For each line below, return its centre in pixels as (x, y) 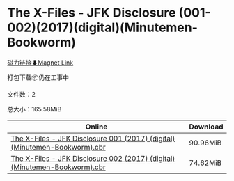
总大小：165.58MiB (34, 109)
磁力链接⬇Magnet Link (40, 62)
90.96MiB (205, 143)
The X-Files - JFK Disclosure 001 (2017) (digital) (93, 139)
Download (206, 127)
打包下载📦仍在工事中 (38, 77)
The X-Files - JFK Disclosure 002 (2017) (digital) (93, 158)
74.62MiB (205, 163)
